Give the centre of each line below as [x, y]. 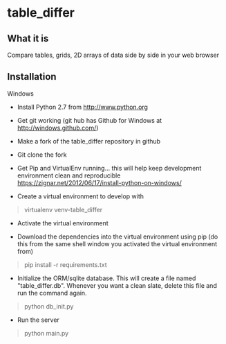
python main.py [46, 333]
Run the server [38, 320]
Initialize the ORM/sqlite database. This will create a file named [106, 278]
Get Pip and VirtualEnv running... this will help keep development [109, 168]
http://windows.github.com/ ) [58, 128]
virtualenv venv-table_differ [63, 209]
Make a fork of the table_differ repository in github [89, 141]
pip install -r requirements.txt [65, 264]
